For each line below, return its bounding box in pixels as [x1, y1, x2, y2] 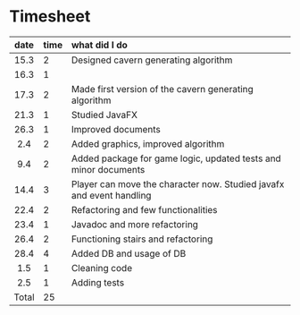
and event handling [71, 189, 152, 201]
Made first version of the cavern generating [71, 82, 254, 95]
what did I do [71, 38, 128, 51]
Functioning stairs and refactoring [71, 233, 213, 245]
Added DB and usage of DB [71, 247, 187, 260]
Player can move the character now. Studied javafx [71, 177, 285, 190]
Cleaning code [71, 261, 132, 274]
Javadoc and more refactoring [71, 217, 199, 230]
